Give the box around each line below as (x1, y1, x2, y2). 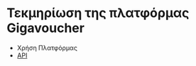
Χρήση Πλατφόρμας (16, 43, 77, 52)
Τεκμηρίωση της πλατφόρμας (6, 5, 190, 21)
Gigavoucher (6, 20, 85, 36)
